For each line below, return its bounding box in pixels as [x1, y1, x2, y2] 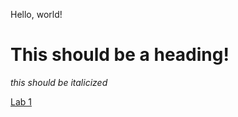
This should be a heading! [10, 44, 230, 66]
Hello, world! [10, 9, 63, 20]
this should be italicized [10, 76, 108, 88]
